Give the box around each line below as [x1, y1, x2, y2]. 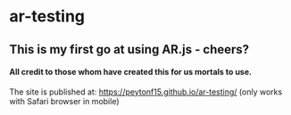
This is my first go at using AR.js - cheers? [9, 42, 250, 57]
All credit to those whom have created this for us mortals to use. [9, 67, 253, 78]
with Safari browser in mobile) [9, 95, 120, 106]
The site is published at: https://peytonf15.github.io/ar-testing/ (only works [9, 86, 283, 97]
